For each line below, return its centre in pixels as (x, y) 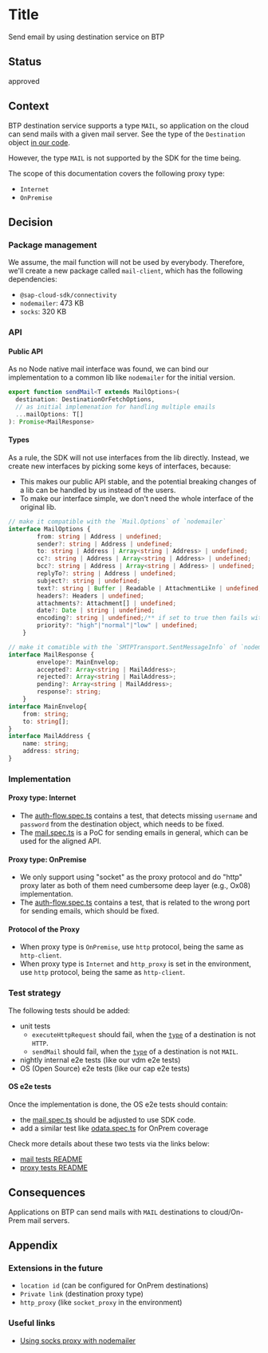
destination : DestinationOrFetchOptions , (85, 400)
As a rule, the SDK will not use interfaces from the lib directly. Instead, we (129, 457)
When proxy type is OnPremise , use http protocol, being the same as (132, 947)
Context (29, 107)
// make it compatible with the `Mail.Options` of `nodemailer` (117, 521)
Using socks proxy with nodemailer (78, 1340)
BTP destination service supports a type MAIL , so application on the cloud (129, 125)
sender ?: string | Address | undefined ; (105, 544)
